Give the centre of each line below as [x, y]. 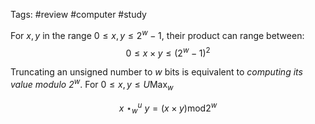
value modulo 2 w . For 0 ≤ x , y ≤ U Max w [92, 85]
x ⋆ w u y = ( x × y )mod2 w [168, 108]
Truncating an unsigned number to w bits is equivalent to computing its [156, 72]
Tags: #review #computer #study [78, 14]
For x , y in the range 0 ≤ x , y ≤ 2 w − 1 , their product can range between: [157, 34]
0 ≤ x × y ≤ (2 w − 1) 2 [168, 52]
